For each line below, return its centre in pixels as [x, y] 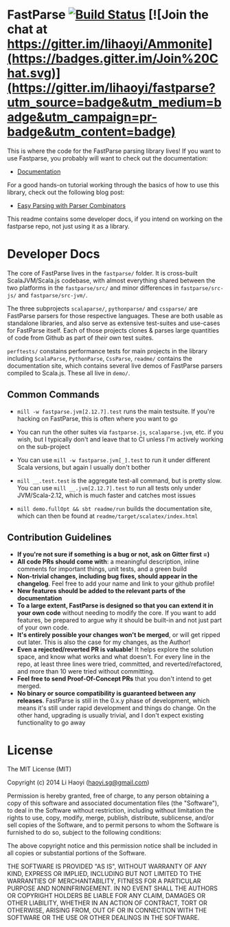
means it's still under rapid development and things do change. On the [116, 708]
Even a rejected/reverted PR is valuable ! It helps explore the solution [115, 649]
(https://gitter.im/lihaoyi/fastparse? [112, 88]
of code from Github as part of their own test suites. [81, 337]
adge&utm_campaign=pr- [82, 117]
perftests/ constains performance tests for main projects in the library [107, 351]
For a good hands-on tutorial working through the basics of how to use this [113, 185]
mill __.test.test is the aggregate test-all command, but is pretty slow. [119, 480]
